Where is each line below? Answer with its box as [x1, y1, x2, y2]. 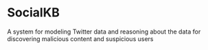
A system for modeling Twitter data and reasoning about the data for [7, 27, 201, 36]
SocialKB [7, 5, 60, 21]
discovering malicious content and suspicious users [7, 34, 154, 42]
